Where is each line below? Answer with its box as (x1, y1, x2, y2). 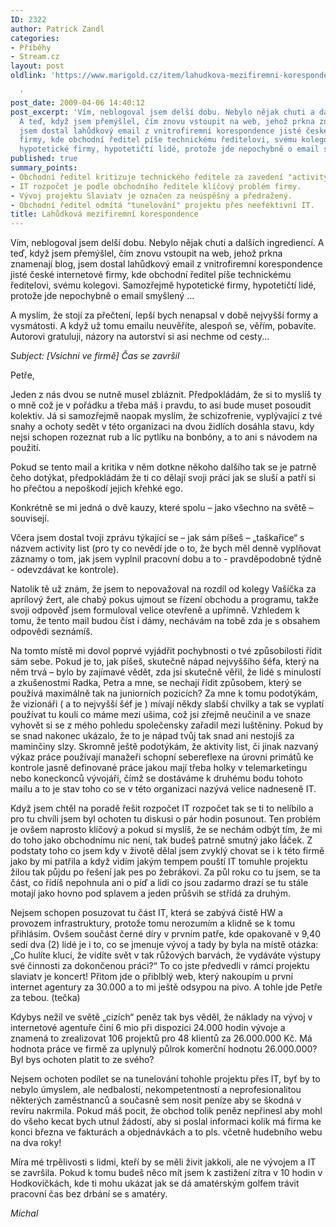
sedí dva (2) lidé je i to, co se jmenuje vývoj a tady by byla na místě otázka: (10, 939, 319, 951)
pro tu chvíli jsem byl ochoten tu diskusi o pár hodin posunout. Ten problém (10, 813, 321, 825)
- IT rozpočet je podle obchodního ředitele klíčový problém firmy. (10, 181, 302, 191)
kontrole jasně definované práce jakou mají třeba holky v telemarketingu (10, 762, 308, 774)
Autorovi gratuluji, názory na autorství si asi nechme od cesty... (10, 331, 270, 343)
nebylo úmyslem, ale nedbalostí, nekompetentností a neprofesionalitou (10, 1084, 302, 1096)
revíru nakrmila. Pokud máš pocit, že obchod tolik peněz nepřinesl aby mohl (10, 1105, 323, 1117)
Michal (10, 1207, 39, 1220)
